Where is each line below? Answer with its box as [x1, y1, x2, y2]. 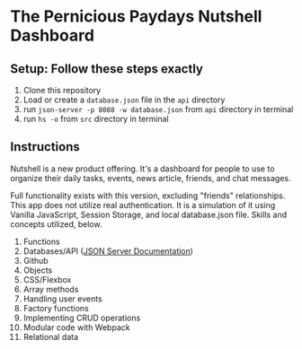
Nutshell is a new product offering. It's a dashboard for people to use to [10, 163, 275, 174]
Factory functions [22, 302, 89, 313]
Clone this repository [22, 85, 102, 95]
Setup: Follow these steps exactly [10, 61, 204, 76]
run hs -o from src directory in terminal [22, 114, 169, 124]
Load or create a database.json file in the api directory [22, 94, 226, 105]
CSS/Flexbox [22, 274, 72, 284]
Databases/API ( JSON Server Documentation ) [22, 245, 194, 257]
